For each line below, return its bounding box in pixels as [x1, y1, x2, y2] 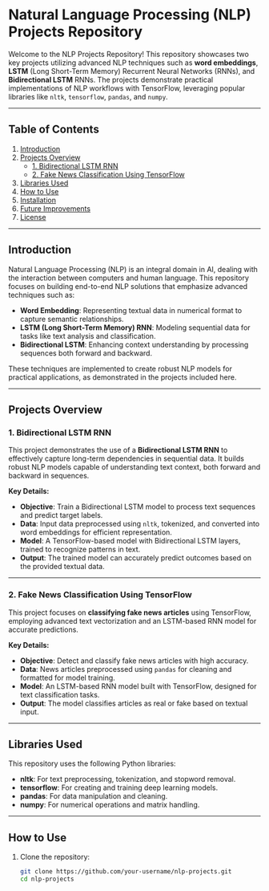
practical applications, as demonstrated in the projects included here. [8, 372, 237, 382]
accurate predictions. [8, 625, 78, 634]
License [19, 212, 46, 222]
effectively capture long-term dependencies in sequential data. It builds [8, 454, 244, 463]
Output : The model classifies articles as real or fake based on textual [19, 698, 248, 708]
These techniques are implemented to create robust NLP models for [8, 364, 233, 373]
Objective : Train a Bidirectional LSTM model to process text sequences [19, 502, 256, 511]
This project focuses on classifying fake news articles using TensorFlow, [8, 608, 252, 617]
